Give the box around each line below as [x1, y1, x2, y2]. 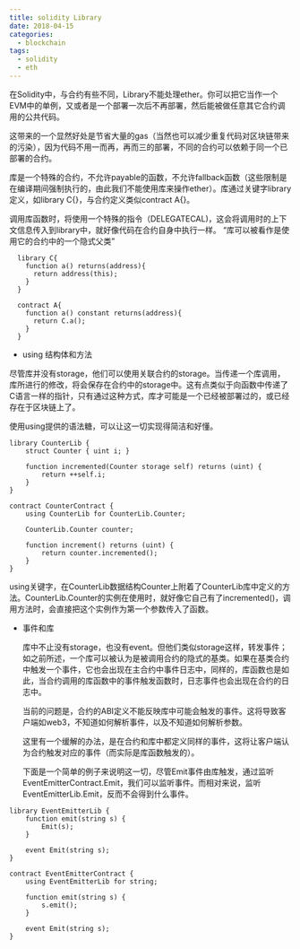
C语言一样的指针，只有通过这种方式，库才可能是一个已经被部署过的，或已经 [9, 390, 290, 401]
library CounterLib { [9, 439, 90, 448]
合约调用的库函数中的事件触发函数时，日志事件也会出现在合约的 [46, 675, 282, 686]
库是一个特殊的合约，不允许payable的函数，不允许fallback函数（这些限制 [9, 171, 280, 182]
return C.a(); [32, 316, 87, 326]
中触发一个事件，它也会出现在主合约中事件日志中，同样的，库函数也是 [21, 664, 282, 675]
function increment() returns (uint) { [25, 540, 175, 550]
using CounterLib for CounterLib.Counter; [25, 509, 186, 518]
